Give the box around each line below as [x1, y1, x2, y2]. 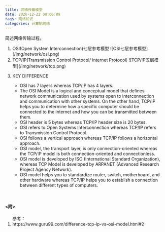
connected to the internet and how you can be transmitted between [19, 109, 157, 115]
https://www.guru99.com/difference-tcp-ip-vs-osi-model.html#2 [12, 221, 144, 227]
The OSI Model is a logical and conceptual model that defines [19, 88, 145, 94]
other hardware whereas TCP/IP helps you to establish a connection [19, 177, 158, 183]
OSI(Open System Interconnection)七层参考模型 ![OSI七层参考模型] [12, 45, 148, 52]
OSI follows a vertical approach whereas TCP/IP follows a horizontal [19, 135, 158, 141]
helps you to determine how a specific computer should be [19, 104, 139, 110]
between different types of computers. [19, 182, 99, 188]
